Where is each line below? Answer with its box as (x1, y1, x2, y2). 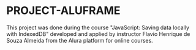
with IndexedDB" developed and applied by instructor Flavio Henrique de (6, 30, 190, 37)
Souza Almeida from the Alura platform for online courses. (6, 37, 153, 44)
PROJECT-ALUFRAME (6, 4, 121, 18)
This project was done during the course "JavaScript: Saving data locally (6, 24, 190, 31)
